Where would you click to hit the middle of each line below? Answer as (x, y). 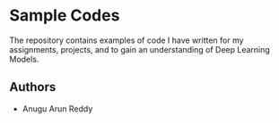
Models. (24, 59)
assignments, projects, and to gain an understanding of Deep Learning (140, 49)
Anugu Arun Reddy (57, 109)
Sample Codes (65, 16)
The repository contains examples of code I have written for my (126, 40)
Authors (33, 87)
